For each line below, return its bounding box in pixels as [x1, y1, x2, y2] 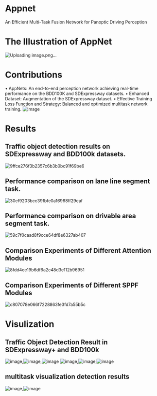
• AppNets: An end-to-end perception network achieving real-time [5, 85, 139, 91]
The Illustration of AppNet [5, 36, 112, 47]
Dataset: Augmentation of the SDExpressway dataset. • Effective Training [5, 95, 152, 101]
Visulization [5, 319, 54, 330]
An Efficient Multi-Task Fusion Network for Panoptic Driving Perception [5, 19, 147, 25]
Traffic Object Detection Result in [5, 338, 108, 346]
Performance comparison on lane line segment [5, 177, 151, 186]
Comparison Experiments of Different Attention [5, 246, 152, 255]
